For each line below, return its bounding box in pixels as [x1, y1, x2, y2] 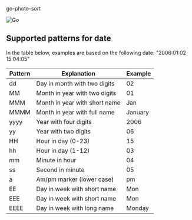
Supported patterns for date [6, 34, 111, 44]
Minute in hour [36, 156, 77, 164]
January [126, 108, 149, 116]
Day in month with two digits [36, 79, 115, 87]
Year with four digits [36, 117, 92, 126]
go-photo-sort [6, 5, 41, 12]
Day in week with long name [36, 203, 114, 212]
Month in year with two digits [36, 88, 117, 97]
